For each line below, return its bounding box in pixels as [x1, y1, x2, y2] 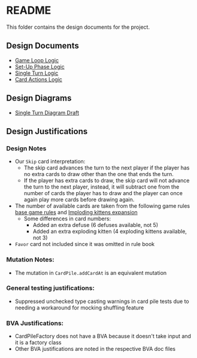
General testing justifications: [6, 284, 95, 292]
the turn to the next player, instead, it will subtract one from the [23, 183, 180, 190]
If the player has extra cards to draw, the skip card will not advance [23, 177, 190, 184]
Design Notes [6, 144, 47, 153]
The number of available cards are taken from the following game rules [14, 202, 190, 210]
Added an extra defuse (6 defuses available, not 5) [32, 222, 159, 229]
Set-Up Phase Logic [14, 63, 65, 70]
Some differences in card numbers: [23, 215, 111, 222]
